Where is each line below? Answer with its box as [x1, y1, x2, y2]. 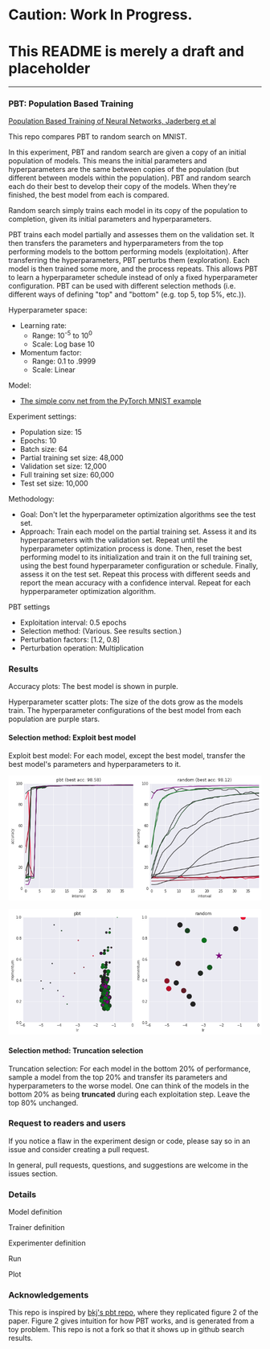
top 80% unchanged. [8, 1097, 79, 1107]
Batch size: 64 [19, 445, 68, 454]
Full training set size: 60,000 [19, 470, 114, 480]
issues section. [8, 1168, 59, 1179]
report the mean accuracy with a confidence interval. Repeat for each [19, 578, 251, 588]
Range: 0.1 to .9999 [31, 356, 96, 367]
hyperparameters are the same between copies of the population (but [8, 165, 239, 174]
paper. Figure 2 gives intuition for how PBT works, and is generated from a [8, 1316, 255, 1326]
